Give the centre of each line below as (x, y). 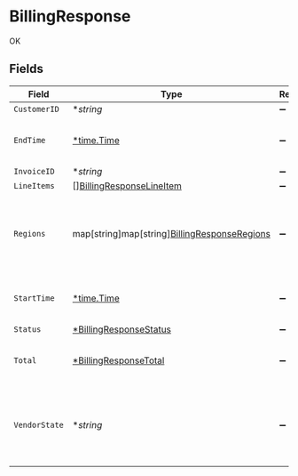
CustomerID (36, 109)
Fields (27, 69)
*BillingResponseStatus (122, 329)
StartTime (34, 298)
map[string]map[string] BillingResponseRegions (171, 233)
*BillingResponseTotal (118, 360)
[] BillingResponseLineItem (127, 186)
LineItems (34, 186)
